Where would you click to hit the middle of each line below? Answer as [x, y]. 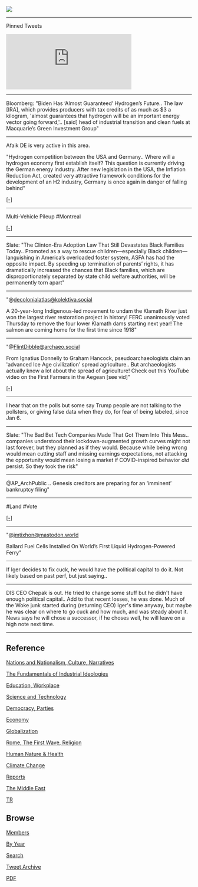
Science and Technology [36, 696]
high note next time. [30, 624]
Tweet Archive [24, 866]
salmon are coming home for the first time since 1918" [72, 330]
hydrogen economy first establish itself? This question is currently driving [95, 163]
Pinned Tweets [24, 26]
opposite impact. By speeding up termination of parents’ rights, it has [90, 264]
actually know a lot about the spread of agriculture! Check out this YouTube [98, 371]
